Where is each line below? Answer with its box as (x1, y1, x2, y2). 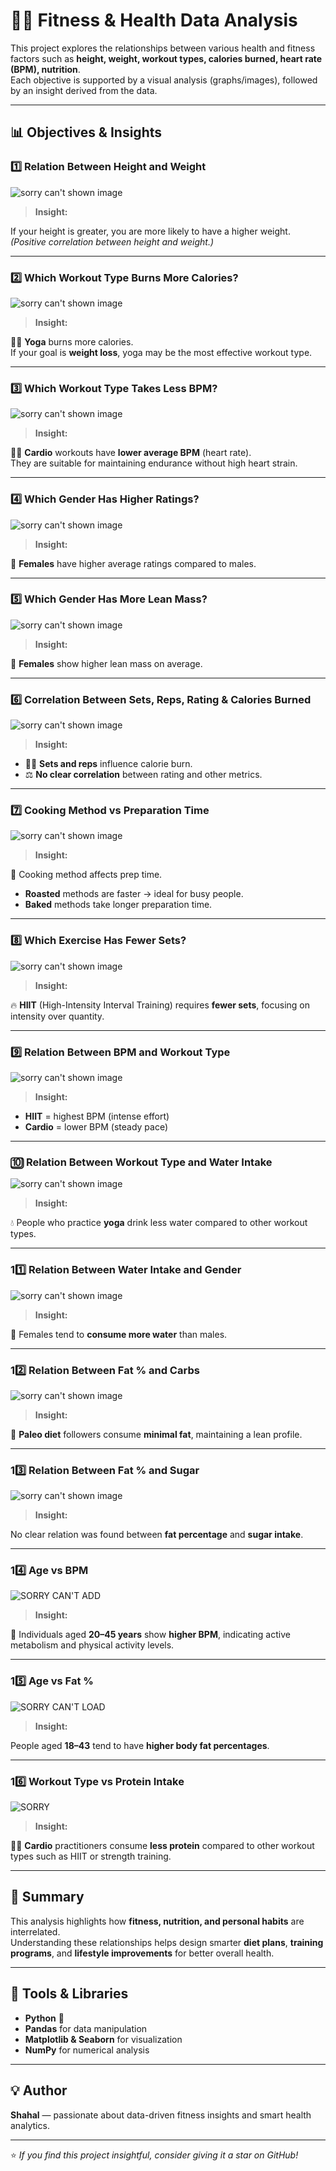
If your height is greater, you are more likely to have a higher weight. (10, 225, 291, 237)
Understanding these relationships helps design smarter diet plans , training (10, 1936, 324, 1948)
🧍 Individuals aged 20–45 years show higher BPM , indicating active (10, 1629, 291, 1641)
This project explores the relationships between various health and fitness (10, 42, 316, 54)
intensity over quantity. (10, 1010, 105, 1022)
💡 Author (10, 2082, 68, 2099)
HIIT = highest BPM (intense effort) (24, 1110, 170, 1122)
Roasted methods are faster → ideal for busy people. (24, 888, 244, 900)
